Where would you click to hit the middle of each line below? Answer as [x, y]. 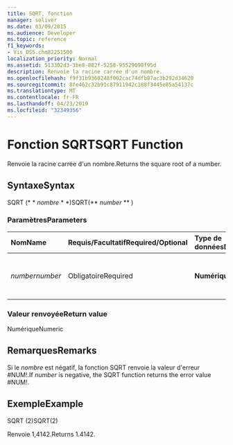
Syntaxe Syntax [41, 185]
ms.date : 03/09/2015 [37, 26]
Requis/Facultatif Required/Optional [128, 242]
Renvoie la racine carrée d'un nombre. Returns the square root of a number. [114, 164]
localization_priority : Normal [52, 59]
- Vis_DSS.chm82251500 [40, 53]
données [209, 247]
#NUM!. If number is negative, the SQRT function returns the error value [109, 374]
